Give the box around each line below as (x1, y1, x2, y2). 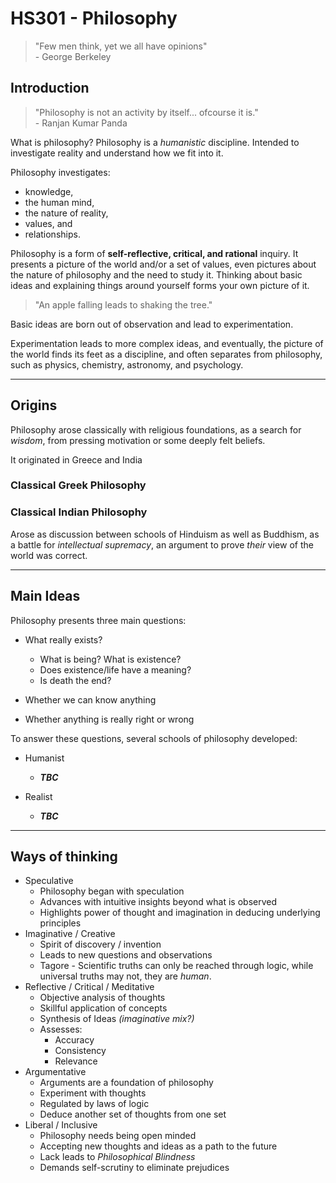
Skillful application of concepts (39, 1002, 168, 1014)
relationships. (24, 228, 81, 240)
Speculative (24, 875, 74, 887)
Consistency (54, 1045, 107, 1057)
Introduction (10, 80, 90, 97)
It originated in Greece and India (10, 453, 143, 466)
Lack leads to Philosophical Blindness (39, 1151, 196, 1163)
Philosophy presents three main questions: (10, 614, 187, 626)
